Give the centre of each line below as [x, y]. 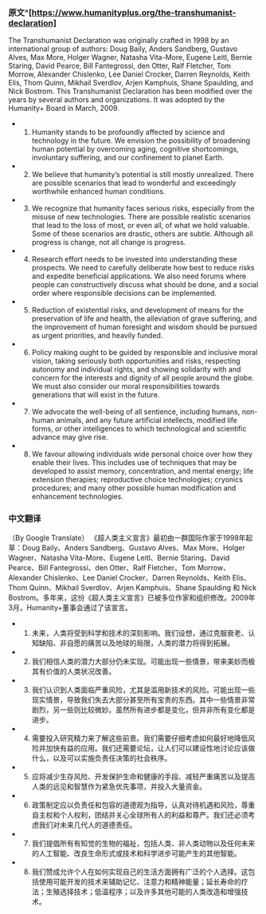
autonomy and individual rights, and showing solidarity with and [136, 369]
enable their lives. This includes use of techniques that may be [134, 463]
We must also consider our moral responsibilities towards [126, 386]
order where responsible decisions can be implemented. [124, 294]
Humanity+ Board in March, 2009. [64, 108]
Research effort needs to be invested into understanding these [134, 259]
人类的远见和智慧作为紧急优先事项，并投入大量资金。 [119, 786]
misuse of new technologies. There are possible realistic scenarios [141, 217]
